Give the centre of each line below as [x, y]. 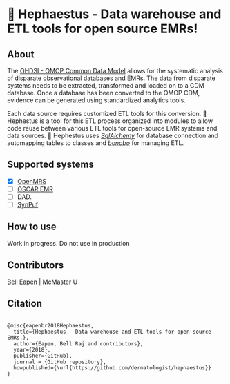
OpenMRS [32, 181]
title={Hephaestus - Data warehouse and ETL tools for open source [113, 332]
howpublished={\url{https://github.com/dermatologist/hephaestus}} [113, 368]
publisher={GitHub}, [43, 356]
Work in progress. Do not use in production [68, 243]
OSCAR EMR [35, 189]
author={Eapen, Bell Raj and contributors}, [78, 344]
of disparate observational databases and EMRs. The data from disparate [111, 78]
